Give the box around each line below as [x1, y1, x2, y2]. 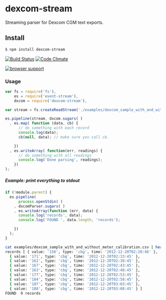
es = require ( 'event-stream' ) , [14, 94, 79, 99]
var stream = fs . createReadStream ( [5, 107, 79, 112]
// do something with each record [18, 125, 90, 130]
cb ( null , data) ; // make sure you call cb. [18, 134, 110, 139]
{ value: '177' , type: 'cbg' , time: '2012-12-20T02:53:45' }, [9, 272, 140, 278]
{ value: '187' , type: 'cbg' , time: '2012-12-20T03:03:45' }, [9, 281, 140, 287]
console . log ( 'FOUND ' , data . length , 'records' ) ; [18, 218, 121, 223]
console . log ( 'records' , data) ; [18, 213, 83, 218]
